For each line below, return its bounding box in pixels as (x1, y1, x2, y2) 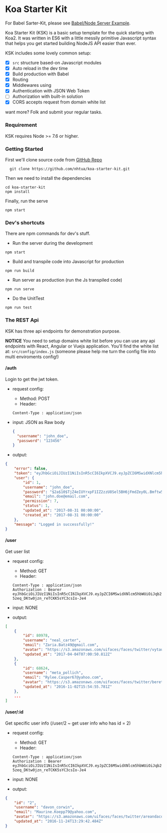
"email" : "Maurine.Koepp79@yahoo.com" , (14, 810, 97, 815)
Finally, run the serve (5, 198, 48, 204)
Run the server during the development (12, 240, 93, 246)
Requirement (5, 121, 37, 128)
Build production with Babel (12, 71, 69, 77)
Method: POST (19, 396, 50, 402)
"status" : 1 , (23, 503, 50, 508)
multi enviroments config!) (5, 354, 59, 360)
